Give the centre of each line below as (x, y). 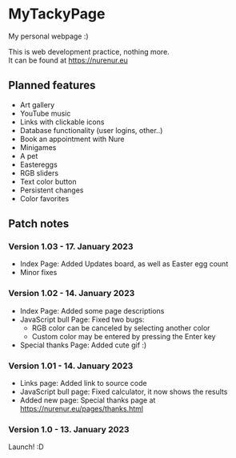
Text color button (48, 181)
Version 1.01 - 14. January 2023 (71, 366)
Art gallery (37, 104)
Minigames (38, 147)
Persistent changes (52, 190)
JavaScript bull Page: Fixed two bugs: (82, 319)
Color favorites (44, 198)
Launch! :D (26, 447)
